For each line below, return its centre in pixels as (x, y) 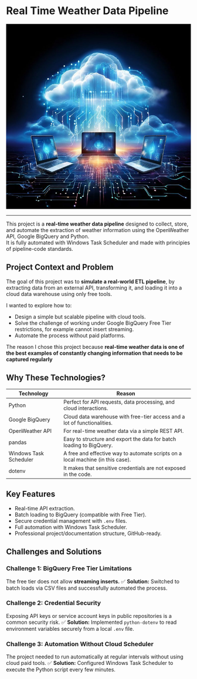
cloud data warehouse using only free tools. (59, 294)
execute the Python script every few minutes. (61, 670)
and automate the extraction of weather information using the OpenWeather (98, 230)
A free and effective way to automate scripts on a (123, 453)
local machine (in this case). (97, 460)
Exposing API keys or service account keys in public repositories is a (89, 616)
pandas (18, 442)
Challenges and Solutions (54, 552)
